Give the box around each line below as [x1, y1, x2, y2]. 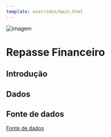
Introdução [6, 69, 48, 79]
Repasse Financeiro [6, 45, 105, 59]
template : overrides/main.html [6, 8, 83, 15]
